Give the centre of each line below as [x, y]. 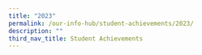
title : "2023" [32, 16]
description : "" [36, 31]
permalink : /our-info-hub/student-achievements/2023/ [101, 23]
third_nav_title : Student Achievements [76, 38]
